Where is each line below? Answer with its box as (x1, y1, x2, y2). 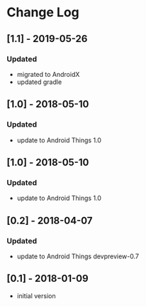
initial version (16, 291, 56, 300)
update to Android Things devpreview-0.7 (16, 252, 140, 260)
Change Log (6, 4, 79, 21)
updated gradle (16, 78, 62, 86)
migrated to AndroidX (16, 70, 80, 78)
